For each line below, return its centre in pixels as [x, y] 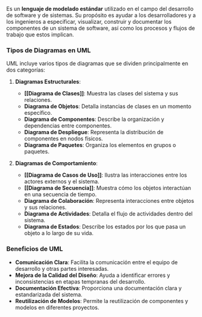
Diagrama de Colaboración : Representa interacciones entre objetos [109, 201]
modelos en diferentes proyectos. [57, 307]
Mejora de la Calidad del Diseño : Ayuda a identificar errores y [93, 275]
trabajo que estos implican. [40, 35]
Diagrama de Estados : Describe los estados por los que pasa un [105, 227]
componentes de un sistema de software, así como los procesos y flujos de [101, 28]
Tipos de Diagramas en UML [49, 50]
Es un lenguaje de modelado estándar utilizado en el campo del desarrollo [100, 9]
